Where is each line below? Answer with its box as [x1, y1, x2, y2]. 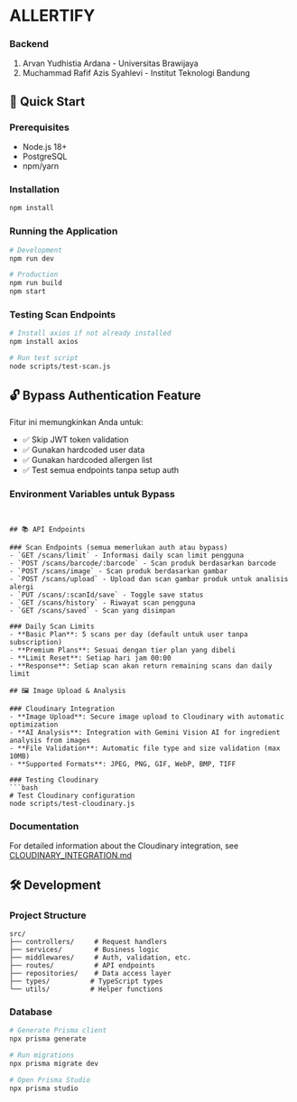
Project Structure [9, 909, 87, 921]
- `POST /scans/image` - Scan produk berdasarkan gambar [9, 566, 228, 576]
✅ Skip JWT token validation [22, 434, 129, 445]
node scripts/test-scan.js [9, 362, 111, 371]
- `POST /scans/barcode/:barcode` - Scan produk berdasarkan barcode [9, 559, 277, 568]
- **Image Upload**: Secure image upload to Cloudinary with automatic [9, 712, 284, 721]
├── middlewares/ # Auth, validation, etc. [9, 953, 192, 962]
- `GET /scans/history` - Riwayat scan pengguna [9, 597, 196, 607]
